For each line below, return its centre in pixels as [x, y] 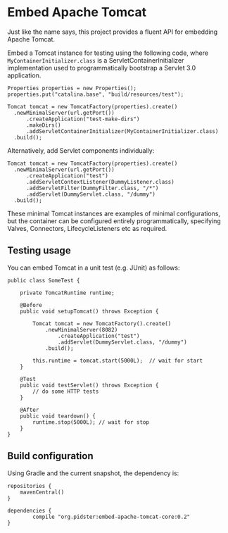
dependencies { [30, 510]
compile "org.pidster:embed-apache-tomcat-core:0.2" [112, 517]
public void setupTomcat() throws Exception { [89, 311]
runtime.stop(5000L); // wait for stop [91, 422]
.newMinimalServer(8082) [81, 330]
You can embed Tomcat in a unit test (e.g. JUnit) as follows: [94, 268]
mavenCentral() [42, 492]
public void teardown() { [58, 416]
